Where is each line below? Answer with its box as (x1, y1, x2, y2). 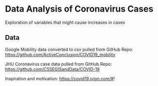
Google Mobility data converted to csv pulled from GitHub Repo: (5, 46, 133, 52)
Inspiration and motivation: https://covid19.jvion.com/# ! (5, 75, 115, 81)
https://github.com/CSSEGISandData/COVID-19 (5, 66, 100, 72)
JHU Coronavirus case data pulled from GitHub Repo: (5, 61, 112, 67)
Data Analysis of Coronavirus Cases (5, 3, 154, 15)
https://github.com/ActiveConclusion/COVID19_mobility (5, 52, 115, 57)
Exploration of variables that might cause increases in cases (5, 19, 125, 25)
